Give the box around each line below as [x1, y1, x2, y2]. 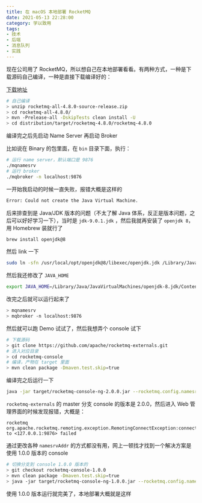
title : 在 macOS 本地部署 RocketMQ [6, 8, 91, 15]
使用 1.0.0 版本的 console [6, 449, 69, 457]
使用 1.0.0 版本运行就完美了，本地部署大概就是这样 [6, 490, 132, 497]
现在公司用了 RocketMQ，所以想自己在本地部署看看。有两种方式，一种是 [6, 65, 186, 72]
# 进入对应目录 [6, 348, 39, 354]
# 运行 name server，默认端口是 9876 [6, 157, 94, 163]
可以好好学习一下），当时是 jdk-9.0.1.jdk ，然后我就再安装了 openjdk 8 [11, 217, 189, 224]
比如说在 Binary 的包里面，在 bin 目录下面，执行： [6, 145, 131, 152]
